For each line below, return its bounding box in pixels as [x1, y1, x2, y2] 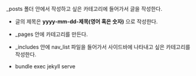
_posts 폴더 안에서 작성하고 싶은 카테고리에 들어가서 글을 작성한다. [6, 5, 163, 12]
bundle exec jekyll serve [14, 63, 75, 70]
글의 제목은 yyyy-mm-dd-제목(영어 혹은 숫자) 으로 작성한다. [14, 18, 158, 25]
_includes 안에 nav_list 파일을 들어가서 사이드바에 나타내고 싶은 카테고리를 [14, 44, 191, 50]
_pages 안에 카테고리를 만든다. [14, 31, 89, 38]
